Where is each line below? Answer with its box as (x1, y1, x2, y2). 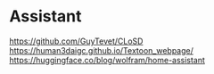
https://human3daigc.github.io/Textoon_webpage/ (9, 45, 194, 55)
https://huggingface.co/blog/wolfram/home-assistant (9, 54, 205, 65)
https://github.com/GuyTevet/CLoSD (9, 36, 144, 46)
